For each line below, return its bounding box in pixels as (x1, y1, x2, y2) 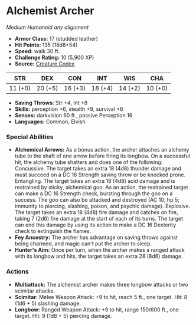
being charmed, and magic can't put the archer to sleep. (14, 240, 152, 247)
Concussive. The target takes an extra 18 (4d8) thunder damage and (14, 165, 181, 172)
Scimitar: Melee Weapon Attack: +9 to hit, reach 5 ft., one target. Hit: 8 (14, 293, 188, 300)
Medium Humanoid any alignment (6, 24, 89, 31)
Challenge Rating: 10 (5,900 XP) (14, 54, 94, 61)
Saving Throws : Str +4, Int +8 (14, 99, 88, 106)
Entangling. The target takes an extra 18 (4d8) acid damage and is (14, 178, 175, 185)
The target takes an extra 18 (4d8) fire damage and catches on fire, (14, 209, 178, 216)
